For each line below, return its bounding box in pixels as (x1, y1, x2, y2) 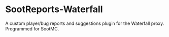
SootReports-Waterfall (5, 4, 103, 15)
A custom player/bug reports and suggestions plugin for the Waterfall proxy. (5, 20, 164, 26)
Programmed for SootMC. (5, 25, 59, 31)
